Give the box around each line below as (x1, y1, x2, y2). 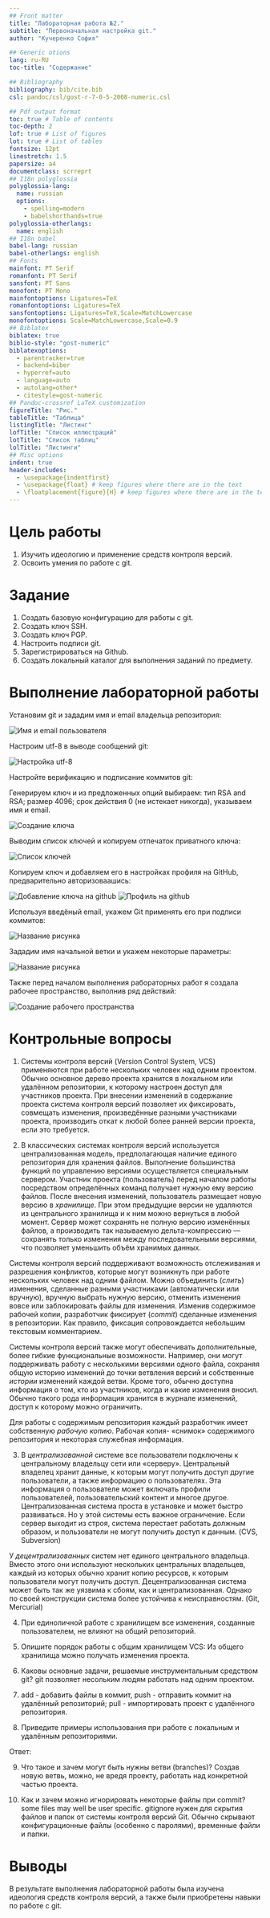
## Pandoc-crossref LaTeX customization (9, 398, 147, 406)
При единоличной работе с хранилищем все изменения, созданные (20, 1618, 256, 1627)
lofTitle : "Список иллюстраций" (9, 429, 117, 437)
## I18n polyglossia (9, 174, 79, 183)
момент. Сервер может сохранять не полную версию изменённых (20, 1217, 251, 1226)
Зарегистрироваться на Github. (20, 647, 129, 656)
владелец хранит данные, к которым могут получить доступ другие (20, 1467, 255, 1476)
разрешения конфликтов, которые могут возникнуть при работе (9, 1267, 231, 1276)
